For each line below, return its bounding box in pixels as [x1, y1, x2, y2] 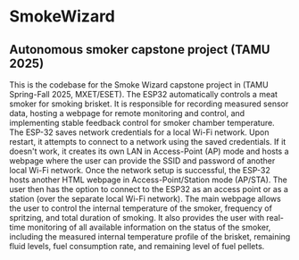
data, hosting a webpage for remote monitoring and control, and [9, 108, 245, 118]
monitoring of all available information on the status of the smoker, [27, 222, 271, 232]
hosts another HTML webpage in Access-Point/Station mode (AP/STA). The [9, 174, 288, 185]
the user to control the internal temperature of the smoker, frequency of [9, 203, 272, 214]
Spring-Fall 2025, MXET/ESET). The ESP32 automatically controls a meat [9, 89, 278, 99]
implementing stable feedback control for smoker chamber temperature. [9, 118, 275, 128]
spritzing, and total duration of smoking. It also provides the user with [9, 213, 265, 222]
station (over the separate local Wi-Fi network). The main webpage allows [9, 194, 281, 204]
